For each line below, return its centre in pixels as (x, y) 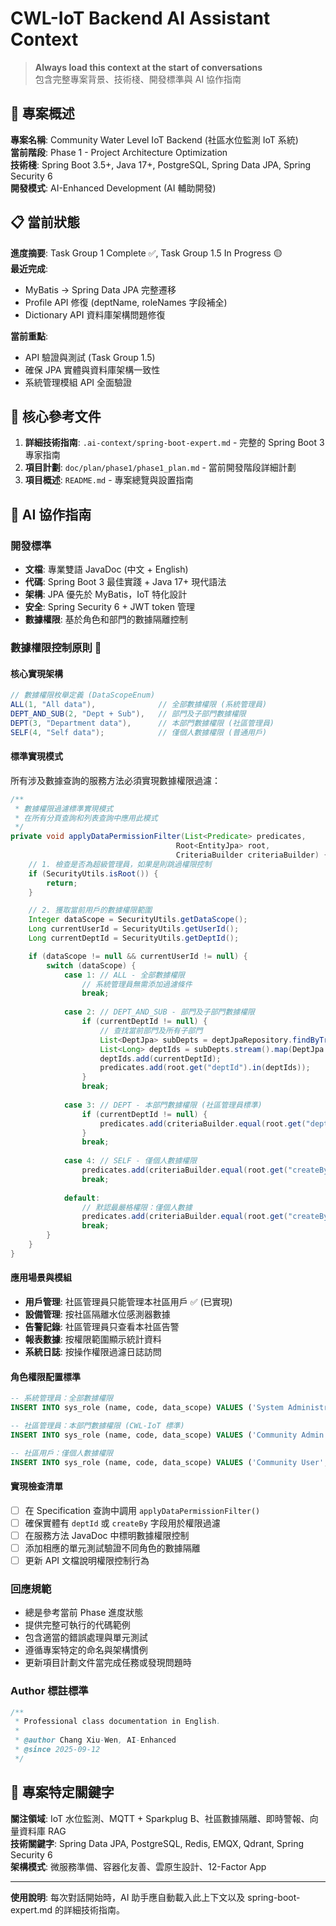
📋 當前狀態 (45, 222)
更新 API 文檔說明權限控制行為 (87, 1560)
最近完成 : (29, 268)
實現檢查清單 (36, 1486)
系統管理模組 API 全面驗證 (78, 382)
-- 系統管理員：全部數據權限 (62, 1398)
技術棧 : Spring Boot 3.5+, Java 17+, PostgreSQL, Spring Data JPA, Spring (161, 164)
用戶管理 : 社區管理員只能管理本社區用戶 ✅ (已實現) (128, 1301)
